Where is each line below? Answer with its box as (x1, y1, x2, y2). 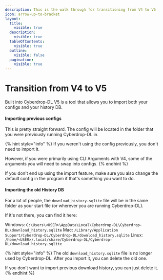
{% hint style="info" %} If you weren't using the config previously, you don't (5, 141, 159, 147)
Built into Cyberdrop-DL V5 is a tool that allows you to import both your (5, 99, 148, 105)
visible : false (14, 52, 45, 58)
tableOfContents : (9, 39, 45, 44)
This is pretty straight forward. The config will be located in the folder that (5, 126, 154, 132)
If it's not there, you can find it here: (5, 212, 77, 218)
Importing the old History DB (5, 187, 64, 192)
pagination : (9, 57, 34, 62)
